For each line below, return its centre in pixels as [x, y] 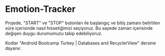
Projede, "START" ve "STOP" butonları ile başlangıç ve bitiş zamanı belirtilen [83, 23]
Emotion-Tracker [40, 9]
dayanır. [13, 48]
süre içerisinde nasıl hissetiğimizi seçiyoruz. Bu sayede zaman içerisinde [79, 28]
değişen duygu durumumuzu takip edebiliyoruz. [54, 33]
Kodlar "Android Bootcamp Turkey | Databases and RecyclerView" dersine [81, 43]
